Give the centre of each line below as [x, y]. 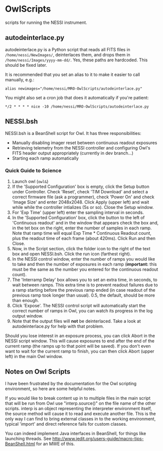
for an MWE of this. [55, 444]
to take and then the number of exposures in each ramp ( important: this [84, 264]
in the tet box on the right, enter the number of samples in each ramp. [82, 228]
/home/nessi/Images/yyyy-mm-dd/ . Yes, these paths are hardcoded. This [76, 60]
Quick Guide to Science [33, 170]
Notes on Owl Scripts [38, 372]
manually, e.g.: [20, 79]
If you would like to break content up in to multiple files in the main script [78, 398]
